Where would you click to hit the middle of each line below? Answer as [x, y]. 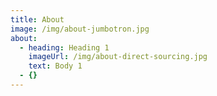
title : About [37, 19]
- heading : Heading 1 [64, 47]
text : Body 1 [55, 66]
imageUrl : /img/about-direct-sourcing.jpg [118, 57]
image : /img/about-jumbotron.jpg [80, 29]
